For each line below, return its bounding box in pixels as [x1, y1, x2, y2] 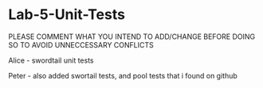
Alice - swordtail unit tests [8, 55, 94, 65]
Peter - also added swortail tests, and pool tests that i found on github [8, 71, 237, 80]
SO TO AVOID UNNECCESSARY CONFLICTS [8, 40, 154, 49]
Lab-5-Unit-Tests [8, 6, 126, 24]
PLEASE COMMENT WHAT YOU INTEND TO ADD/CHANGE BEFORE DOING [8, 32, 256, 41]
